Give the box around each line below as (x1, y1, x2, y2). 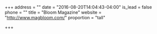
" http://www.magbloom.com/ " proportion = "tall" (5, 15, 106, 20)
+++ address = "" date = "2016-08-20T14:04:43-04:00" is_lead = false (5, 4, 152, 10)
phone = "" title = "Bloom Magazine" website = (5, 9, 102, 15)
